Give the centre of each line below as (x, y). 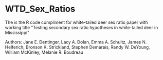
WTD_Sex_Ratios (40, 9)
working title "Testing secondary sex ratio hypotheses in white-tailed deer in (81, 27)
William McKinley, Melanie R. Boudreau (44, 52)
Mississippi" (17, 32)
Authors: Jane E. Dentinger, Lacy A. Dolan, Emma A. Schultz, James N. (76, 42)
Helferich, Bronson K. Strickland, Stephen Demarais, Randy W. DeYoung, (78, 47)
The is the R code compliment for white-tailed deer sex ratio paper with (77, 22)
